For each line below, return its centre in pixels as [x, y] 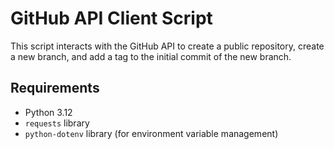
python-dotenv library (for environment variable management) [151, 133]
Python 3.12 [48, 112]
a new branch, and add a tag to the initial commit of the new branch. [151, 56]
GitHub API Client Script [111, 18]
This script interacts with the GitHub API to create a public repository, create [167, 46]
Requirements [55, 88]
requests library [57, 123]
